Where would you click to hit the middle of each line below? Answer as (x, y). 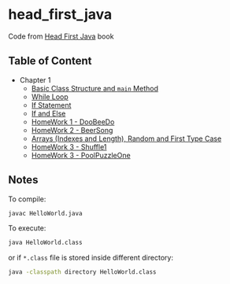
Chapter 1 (35, 79)
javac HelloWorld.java (45, 213)
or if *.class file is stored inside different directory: (91, 258)
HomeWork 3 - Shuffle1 (69, 146)
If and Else (48, 113)
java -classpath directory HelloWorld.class (82, 272)
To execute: (27, 228)
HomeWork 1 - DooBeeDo (73, 122)
